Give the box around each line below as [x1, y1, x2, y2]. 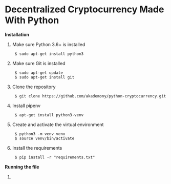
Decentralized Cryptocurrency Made [5, 4, 164, 15]
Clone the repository [12, 84, 56, 90]
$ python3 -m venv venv [14, 131, 66, 136]
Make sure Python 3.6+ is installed [12, 41, 85, 47]
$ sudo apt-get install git [14, 74, 75, 80]
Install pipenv [12, 103, 41, 109]
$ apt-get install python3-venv [14, 112, 84, 117]
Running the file [5, 163, 39, 170]
